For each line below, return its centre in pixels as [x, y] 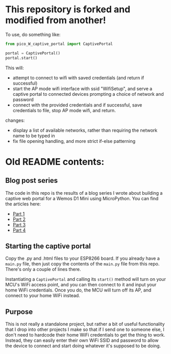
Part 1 [19, 214]
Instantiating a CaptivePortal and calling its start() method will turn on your [86, 279]
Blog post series [32, 181]
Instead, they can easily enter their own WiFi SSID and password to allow [82, 340]
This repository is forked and [68, 9]
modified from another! [56, 20]
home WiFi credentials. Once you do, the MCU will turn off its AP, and [78, 290]
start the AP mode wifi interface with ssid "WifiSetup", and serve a [82, 89]
